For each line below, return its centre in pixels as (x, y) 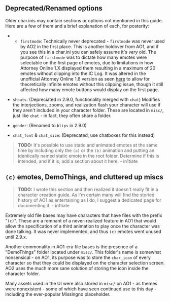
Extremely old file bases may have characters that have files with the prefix (84, 215)
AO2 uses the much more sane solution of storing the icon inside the (77, 268)
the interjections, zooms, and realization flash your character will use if (87, 105)
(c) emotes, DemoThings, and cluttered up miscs (84, 177)
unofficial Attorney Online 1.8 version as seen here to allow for (85, 79)
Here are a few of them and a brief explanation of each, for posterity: (77, 26)
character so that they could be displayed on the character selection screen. (85, 262)
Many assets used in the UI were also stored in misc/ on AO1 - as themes (81, 283)
